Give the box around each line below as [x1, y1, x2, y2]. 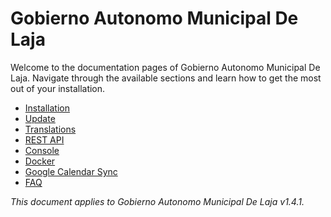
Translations [24, 123, 77, 135]
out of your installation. [10, 82, 106, 94]
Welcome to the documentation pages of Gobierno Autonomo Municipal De [10, 61, 321, 73]
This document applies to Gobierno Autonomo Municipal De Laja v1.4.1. [10, 195, 305, 207]
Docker [24, 155, 56, 167]
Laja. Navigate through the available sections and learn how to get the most [10, 72, 322, 84]
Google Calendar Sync [24, 165, 118, 177]
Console [24, 144, 60, 156]
